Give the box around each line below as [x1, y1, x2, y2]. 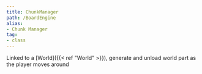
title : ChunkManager [6, 9, 59, 15]
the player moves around [6, 61, 69, 68]
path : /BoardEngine [6, 15, 56, 21]
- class [6, 37, 26, 43]
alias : [6, 20, 23, 26]
